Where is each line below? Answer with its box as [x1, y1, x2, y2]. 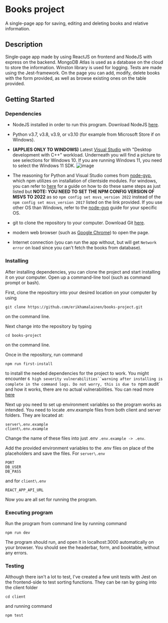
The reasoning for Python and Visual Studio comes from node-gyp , [12, 173, 152, 179]
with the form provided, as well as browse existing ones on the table [5, 75, 147, 81]
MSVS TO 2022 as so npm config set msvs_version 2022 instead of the [12, 194, 161, 200]
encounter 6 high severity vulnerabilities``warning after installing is [5, 375, 163, 382]
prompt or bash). [5, 279, 40, 286]
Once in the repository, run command [5, 351, 83, 357]
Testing [5, 562, 24, 569]
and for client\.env [5, 478, 46, 484]
